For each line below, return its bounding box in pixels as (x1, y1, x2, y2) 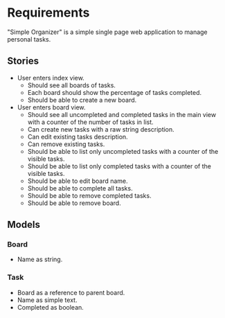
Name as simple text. (17, 296, 78, 304)
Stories (7, 55, 39, 67)
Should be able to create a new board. (27, 96, 137, 104)
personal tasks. (7, 35, 51, 43)
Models (7, 219, 40, 231)
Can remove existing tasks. (27, 140, 105, 148)
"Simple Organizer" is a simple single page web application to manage (7, 28, 208, 36)
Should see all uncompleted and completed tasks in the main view (27, 110, 217, 118)
